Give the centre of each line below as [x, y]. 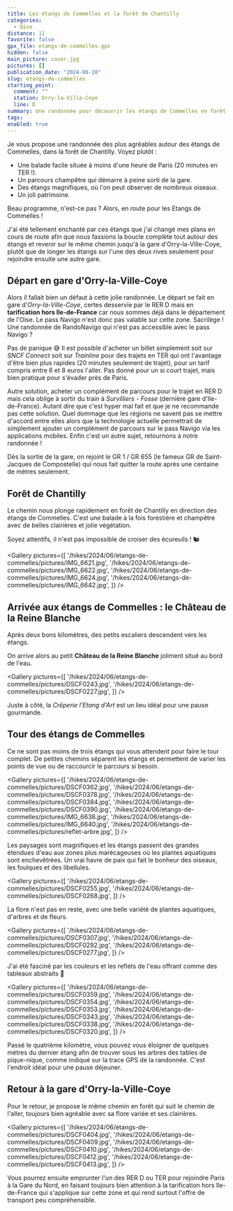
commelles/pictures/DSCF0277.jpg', [59, 952]
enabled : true [28, 124]
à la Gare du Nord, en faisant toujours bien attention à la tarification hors [111, 1185]
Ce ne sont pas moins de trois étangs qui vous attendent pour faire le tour [113, 751]
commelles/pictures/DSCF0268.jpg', [59, 895]
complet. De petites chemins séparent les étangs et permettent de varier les [116, 758]
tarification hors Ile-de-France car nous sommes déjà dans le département [116, 312]
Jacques [20, 464]
